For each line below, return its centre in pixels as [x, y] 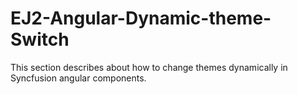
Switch [40, 39]
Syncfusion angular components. [78, 78]
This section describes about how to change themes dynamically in [149, 67]
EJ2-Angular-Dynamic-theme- [141, 18]
